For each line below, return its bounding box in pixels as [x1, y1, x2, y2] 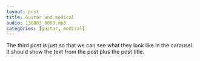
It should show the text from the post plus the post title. [6, 48, 144, 56]
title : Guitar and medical [6, 14, 75, 20]
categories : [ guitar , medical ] [6, 25, 85, 32]
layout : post [6, 8, 39, 15]
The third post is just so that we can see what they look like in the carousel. [6, 42, 194, 49]
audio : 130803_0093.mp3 [6, 20, 67, 26]
